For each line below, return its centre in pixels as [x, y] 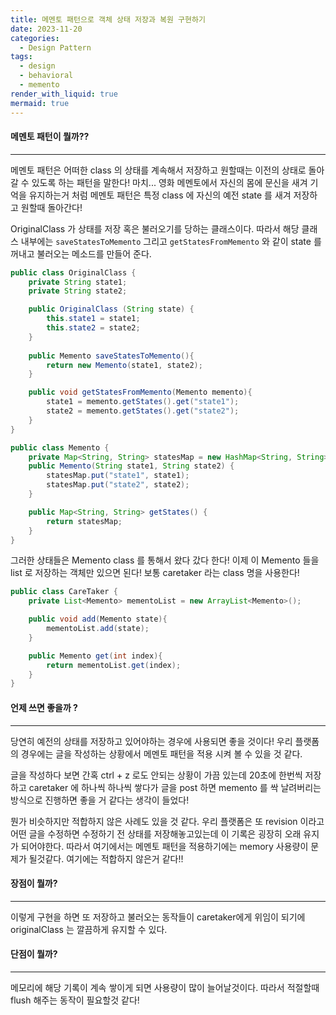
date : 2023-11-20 [46, 29]
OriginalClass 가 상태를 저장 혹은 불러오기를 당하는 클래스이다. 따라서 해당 [155, 228]
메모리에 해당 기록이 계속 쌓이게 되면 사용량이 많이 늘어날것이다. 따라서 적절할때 [165, 987]
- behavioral [46, 76]
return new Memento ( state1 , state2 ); [124, 365]
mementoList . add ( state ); [98, 629]
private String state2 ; [78, 291]
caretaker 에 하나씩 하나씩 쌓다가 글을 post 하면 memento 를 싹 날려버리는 [175, 787]
